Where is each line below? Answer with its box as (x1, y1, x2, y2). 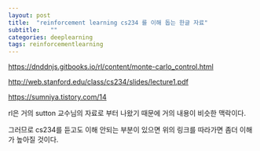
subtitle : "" (8, 26, 58, 34)
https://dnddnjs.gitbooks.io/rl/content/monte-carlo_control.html (8, 62, 214, 71)
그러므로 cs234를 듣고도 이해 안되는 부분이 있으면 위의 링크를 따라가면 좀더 (8, 125, 238, 135)
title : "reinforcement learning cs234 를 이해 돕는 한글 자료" (8, 19, 208, 27)
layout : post (8, 11, 51, 20)
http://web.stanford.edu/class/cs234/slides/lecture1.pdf (8, 77, 189, 87)
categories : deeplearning (8, 33, 93, 41)
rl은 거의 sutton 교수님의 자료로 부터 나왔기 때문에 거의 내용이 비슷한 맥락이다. (8, 109, 246, 118)
